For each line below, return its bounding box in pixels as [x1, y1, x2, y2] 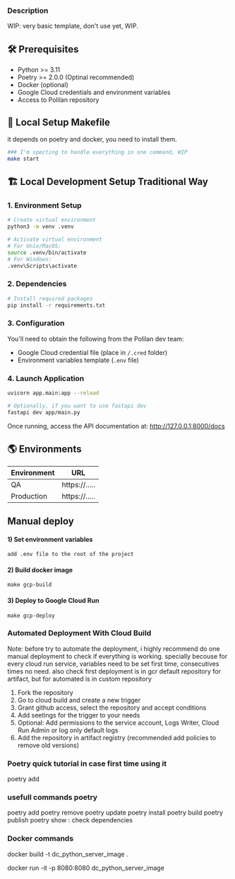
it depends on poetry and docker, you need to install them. [7, 135, 178, 143]
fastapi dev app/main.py [7, 409, 80, 416]
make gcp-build [7, 582, 52, 589]
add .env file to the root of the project [7, 551, 134, 558]
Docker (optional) [17, 81, 68, 89]
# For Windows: [7, 256, 52, 263]
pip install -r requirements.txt [7, 302, 106, 309]
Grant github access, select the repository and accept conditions [17, 703, 207, 712]
